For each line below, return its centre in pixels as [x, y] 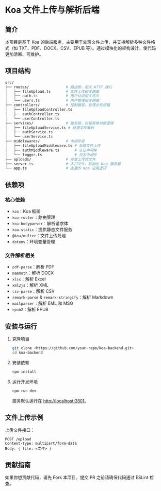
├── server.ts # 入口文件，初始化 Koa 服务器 [63, 164]
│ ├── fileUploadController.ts [39, 110]
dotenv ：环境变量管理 [33, 242]
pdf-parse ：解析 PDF [33, 267]
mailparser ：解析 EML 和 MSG [43, 303]
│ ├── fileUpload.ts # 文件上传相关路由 [52, 91]
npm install [24, 372]
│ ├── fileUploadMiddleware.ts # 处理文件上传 [53, 146]
